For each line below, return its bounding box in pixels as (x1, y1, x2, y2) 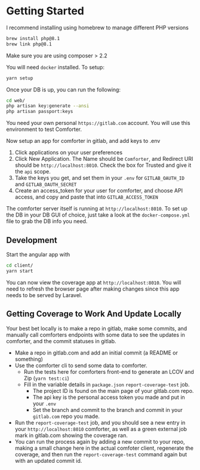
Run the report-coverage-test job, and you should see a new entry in (14, 419, 186, 426)
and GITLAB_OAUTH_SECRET (14, 181, 77, 188)
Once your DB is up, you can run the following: (6, 86, 121, 93)
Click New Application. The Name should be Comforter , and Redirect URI (14, 155, 193, 163)
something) (14, 355, 44, 362)
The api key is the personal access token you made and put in (32, 393, 185, 401)
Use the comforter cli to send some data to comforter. (14, 362, 147, 369)
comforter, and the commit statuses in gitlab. (6, 337, 116, 344)
